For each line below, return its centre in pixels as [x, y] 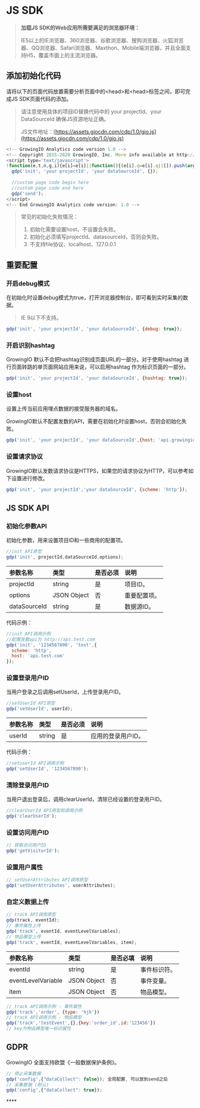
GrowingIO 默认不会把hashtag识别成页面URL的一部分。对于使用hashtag [94, 360]
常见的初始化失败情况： [49, 217]
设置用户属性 [25, 867]
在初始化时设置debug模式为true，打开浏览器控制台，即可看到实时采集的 [95, 298]
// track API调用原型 [31, 915]
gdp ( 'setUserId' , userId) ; [40, 709]
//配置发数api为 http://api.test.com [51, 639]
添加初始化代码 [34, 76]
